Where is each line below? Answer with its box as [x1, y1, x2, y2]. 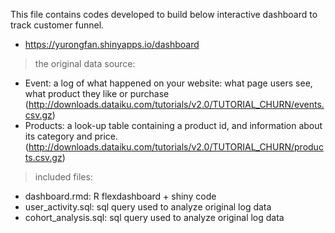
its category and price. [24, 130, 119, 142]
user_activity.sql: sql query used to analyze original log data [24, 201, 272, 213]
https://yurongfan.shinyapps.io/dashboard [24, 39, 200, 50]
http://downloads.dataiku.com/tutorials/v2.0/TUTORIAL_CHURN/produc [28, 141, 324, 153]
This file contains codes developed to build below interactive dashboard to [10, 9, 318, 20]
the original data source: [34, 58, 136, 69]
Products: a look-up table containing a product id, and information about [24, 120, 323, 131]
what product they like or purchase [24, 88, 170, 99]
